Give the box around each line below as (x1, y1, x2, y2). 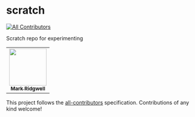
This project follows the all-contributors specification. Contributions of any (6, 99, 190, 106)
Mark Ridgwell (10, 85, 46, 92)
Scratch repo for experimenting (6, 34, 83, 42)
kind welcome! (6, 105, 42, 112)
